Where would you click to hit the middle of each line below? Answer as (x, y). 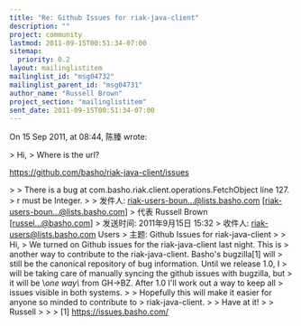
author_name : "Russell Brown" (66, 93)
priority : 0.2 (44, 60)
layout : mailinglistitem (56, 69)
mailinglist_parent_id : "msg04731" (76, 85)
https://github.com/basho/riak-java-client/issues (99, 172)
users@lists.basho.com (53, 235)
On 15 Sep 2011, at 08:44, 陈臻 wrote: (78, 137)
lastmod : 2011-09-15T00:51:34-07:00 (78, 43)
